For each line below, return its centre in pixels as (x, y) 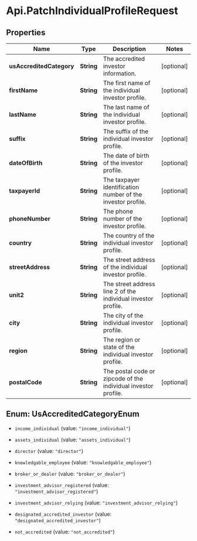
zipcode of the (123, 378)
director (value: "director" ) (49, 451)
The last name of (126, 107)
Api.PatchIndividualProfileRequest (92, 11)
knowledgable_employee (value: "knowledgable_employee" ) (83, 462)
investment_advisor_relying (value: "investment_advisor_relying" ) (96, 502)
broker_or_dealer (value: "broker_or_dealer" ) (70, 474)
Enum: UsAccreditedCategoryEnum (73, 414)
